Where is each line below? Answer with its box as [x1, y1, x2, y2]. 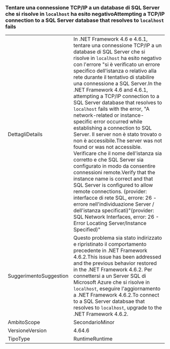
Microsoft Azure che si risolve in [73, 279, 150, 286]
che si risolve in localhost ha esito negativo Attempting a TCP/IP [5, 10, 165, 17]
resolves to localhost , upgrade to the [73, 304, 162, 311]
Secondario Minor [73, 319, 115, 326]
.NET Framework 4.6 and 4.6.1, [73, 86, 148, 93]
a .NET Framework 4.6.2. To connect [73, 292, 159, 299]
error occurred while [93, 118, 143, 125]
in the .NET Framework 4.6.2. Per [73, 266, 153, 273]
